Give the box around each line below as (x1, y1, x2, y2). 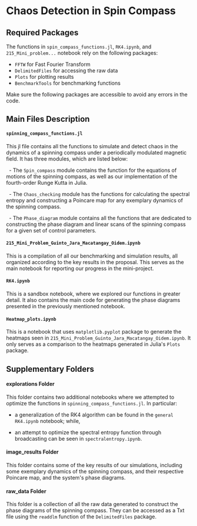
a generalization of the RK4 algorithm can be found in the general (14, 411, 173, 418)
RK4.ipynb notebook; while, (14, 417, 81, 424)
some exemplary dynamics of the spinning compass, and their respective (6, 468, 184, 475)
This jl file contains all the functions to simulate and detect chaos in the (6, 142, 178, 149)
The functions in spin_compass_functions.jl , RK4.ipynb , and (6, 43, 152, 50)
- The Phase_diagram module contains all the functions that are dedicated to (8, 214, 192, 221)
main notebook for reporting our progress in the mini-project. (6, 265, 154, 272)
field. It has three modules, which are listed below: (6, 155, 128, 162)
